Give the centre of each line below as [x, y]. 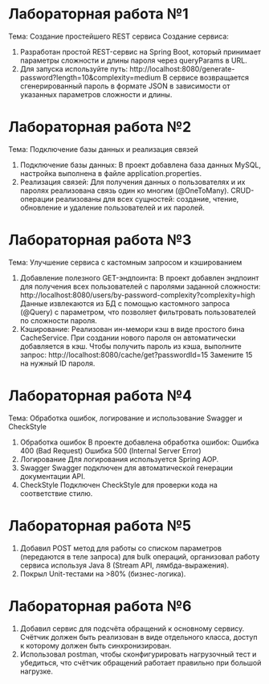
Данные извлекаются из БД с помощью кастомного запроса [125, 303]
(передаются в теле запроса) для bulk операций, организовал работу [140, 556]
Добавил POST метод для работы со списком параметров [121, 548]
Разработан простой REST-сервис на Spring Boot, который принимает [141, 51]
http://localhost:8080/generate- [182, 68]
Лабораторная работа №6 [100, 606]
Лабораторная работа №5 [100, 525]
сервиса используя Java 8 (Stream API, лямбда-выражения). [124, 565]
